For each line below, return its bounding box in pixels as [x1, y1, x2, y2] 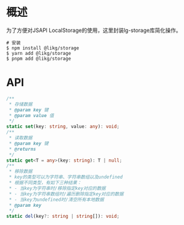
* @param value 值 [8, 112, 54, 118]
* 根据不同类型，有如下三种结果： [8, 180, 82, 186]
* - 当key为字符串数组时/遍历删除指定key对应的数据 [8, 191, 124, 197]
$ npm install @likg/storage [6, 45, 79, 51]
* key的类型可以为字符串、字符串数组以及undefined [8, 174, 123, 180]
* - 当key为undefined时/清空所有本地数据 [8, 197, 104, 203]
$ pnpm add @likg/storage [6, 55, 71, 62]
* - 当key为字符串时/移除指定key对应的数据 [8, 185, 106, 191]
